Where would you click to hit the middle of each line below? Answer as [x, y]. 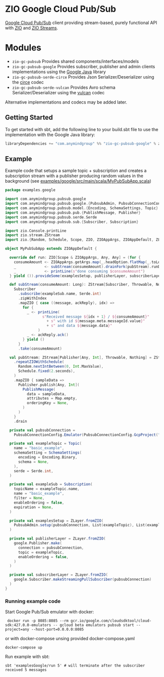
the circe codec [28, 82]
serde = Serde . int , [34, 471]
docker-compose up [24, 648]
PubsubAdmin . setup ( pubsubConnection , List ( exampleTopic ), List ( [81, 525]
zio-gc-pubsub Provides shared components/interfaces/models [75, 61]
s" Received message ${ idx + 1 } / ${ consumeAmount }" [96, 317]
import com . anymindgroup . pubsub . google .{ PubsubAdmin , [61, 204]
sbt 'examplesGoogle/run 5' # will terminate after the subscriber [75, 666]
